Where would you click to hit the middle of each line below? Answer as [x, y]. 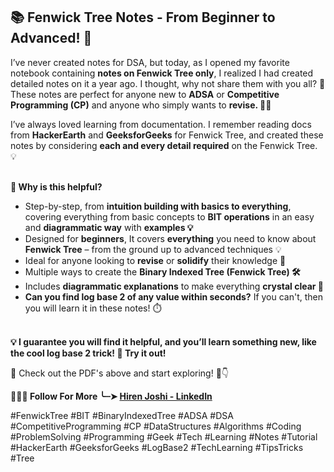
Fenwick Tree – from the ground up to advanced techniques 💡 [153, 249]
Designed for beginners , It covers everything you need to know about [170, 238]
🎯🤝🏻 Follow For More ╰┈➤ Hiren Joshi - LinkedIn [111, 396]
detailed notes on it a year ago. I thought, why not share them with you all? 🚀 [168, 83]
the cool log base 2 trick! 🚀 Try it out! [88, 353]
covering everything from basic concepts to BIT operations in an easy [169, 216]
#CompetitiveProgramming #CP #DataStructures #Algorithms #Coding [156, 426]
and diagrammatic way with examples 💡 [109, 227]
